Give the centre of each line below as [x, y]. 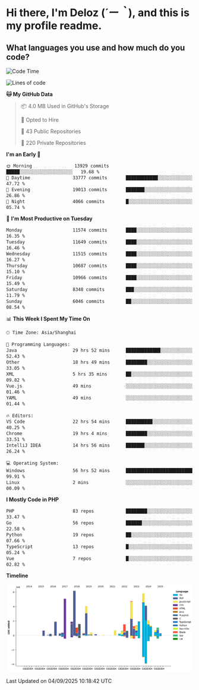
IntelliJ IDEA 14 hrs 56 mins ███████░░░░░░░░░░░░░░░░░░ [99, 445]
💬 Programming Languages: [38, 344]
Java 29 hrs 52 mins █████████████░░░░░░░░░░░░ [99, 350]
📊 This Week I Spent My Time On [48, 319]
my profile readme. [54, 26]
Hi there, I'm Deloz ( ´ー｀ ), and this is [98, 13]
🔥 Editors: [20, 416]
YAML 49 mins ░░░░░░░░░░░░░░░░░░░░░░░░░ [99, 398]
